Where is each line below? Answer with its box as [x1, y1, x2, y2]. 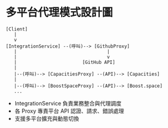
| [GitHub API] [13, 59, 115, 65]
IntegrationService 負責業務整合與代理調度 [14, 99, 122, 107]
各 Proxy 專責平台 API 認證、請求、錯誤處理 [14, 107, 125, 115]
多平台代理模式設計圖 [5, 5, 114, 20]
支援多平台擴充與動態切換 [14, 115, 79, 122]
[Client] [5, 26, 28, 32]
